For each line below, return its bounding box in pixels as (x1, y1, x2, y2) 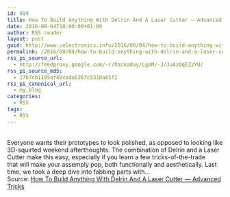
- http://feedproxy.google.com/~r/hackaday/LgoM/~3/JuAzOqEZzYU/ (13, 61, 204, 68)
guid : (7, 42, 23, 49)
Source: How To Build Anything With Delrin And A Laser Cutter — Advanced (7, 174, 221, 183)
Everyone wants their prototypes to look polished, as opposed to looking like (7, 138, 223, 146)
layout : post (7, 36, 44, 43)
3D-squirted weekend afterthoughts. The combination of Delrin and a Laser (7, 146, 220, 154)
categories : (7, 93, 41, 100)
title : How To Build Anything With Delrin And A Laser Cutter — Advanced (7, 16, 222, 23)
